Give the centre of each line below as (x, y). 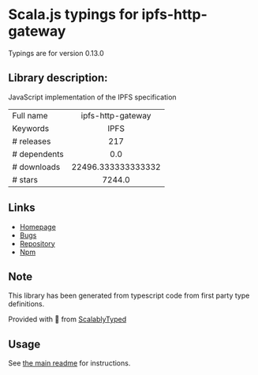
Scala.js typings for (73, 15)
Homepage (38, 227)
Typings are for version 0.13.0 (56, 53)
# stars (25, 179)
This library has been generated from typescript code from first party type (129, 296)
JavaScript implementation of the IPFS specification (92, 97)
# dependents (38, 154)
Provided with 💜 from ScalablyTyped (67, 319)
